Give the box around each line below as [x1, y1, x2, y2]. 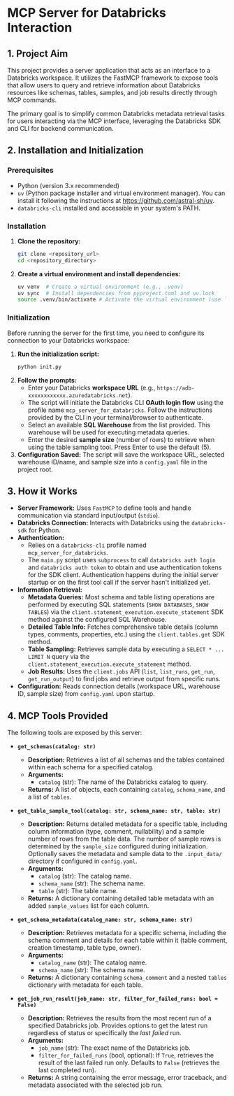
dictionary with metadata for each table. [27, 981, 143, 989]
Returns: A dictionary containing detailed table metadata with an [27, 894, 214, 903]
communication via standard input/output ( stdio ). [17, 511, 161, 520]
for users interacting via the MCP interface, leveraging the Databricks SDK [7, 117, 221, 125]
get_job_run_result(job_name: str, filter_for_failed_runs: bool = [17, 995, 218, 1003]
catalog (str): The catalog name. [38, 872, 131, 881]
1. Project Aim [7, 48, 68, 59]
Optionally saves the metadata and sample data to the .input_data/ [27, 850, 222, 858]
